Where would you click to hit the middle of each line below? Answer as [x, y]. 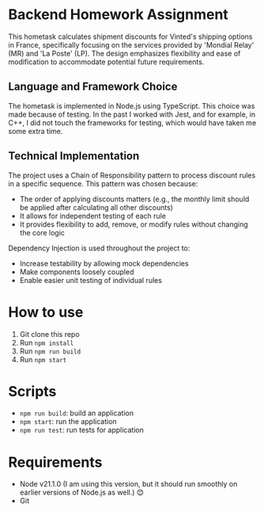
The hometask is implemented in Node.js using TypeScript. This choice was [132, 105]
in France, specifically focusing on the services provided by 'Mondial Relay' [131, 44]
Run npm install [47, 342]
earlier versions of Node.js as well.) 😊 [82, 492]
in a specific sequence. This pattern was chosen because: [103, 183]
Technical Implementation [74, 156]
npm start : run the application [68, 422]
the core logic [42, 232]
